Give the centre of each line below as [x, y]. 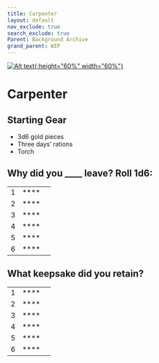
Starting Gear [37, 120]
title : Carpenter [32, 14]
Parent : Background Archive [48, 40]
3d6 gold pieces [41, 136]
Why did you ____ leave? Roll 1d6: [80, 173]
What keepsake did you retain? [76, 274]
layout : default [31, 20]
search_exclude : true [39, 33]
